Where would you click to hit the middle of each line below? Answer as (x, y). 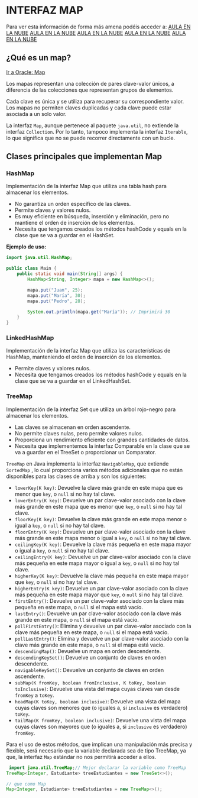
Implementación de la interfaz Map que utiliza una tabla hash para (87, 186)
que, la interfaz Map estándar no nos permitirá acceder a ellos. (81, 757)
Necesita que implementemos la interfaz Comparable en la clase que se (102, 446)
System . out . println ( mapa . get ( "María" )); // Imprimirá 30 (99, 312)
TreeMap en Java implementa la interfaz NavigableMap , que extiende (87, 463)
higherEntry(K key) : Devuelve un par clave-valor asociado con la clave (101, 588)
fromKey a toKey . (34, 695)
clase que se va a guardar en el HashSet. (65, 235)
